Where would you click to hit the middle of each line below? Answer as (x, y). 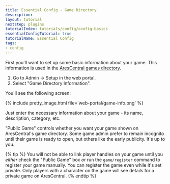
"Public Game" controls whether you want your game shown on (72, 128)
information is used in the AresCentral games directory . (63, 68)
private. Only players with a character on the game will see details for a (80, 170)
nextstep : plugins (25, 24)
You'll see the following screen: (38, 93)
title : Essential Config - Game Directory (51, 10)
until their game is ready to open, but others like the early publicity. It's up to (85, 139)
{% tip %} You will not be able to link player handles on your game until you (84, 154)
